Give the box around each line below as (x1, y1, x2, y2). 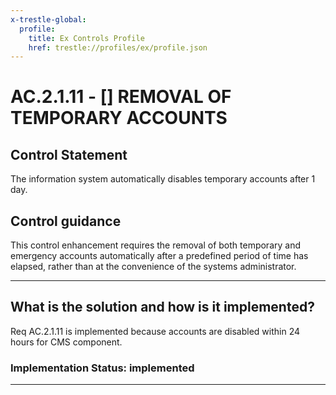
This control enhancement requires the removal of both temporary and (10, 239, 302, 251)
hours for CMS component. (10, 336, 123, 348)
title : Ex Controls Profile (28, 33, 145, 43)
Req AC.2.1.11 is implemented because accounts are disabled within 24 (10, 325, 301, 337)
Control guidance (10, 212, 122, 230)
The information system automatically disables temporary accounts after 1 (10, 173, 316, 185)
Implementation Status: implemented (10, 361, 195, 375)
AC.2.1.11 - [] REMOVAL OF (10, 86, 232, 108)
